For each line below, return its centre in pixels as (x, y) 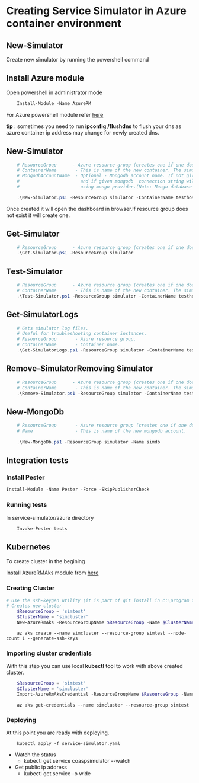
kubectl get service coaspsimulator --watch (77, 761)
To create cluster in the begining (46, 561)
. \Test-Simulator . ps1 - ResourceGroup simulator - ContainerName (97, 296)
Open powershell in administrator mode (54, 92)
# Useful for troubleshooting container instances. (82, 334)
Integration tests (38, 461)
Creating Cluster (31, 588)
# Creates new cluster (34, 606)
